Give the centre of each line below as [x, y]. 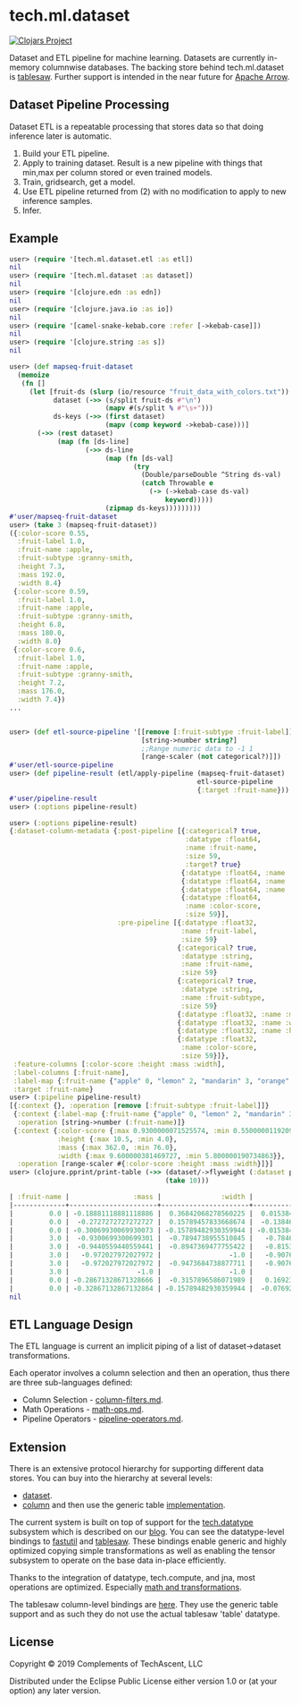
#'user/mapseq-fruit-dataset [63, 516]
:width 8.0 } [40, 641]
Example [34, 239]
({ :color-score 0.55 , [50, 533]
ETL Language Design [71, 1324]
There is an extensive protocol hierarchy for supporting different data [137, 1469]
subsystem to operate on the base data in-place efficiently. [118, 1560]
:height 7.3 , [42, 567]
